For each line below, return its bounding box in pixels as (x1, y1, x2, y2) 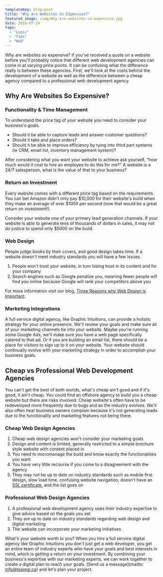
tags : (5, 25, 16, 30)
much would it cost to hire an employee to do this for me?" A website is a (5, 162, 151, 168)
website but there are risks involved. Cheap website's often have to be (5, 397, 146, 403)
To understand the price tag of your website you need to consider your (5, 117, 147, 123)
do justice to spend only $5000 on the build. (5, 225, 94, 231)
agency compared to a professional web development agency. (5, 78, 130, 83)
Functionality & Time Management (5, 106, 88, 113)
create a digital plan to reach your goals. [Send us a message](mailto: (5, 561, 144, 567)
